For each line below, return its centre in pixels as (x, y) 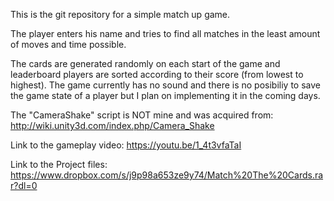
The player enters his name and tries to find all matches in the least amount (165, 33)
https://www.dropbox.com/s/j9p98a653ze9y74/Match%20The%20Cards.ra (167, 175)
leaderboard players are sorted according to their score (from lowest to (157, 74)
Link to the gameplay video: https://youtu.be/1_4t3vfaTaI (126, 145)
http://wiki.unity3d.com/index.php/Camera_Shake (112, 125)
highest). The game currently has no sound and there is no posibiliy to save (165, 85)
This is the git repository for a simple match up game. (120, 14)
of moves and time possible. (68, 44)
